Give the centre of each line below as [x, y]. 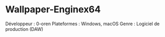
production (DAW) [24, 29]
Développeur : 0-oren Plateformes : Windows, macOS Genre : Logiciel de [82, 24]
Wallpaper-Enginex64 [53, 10]
